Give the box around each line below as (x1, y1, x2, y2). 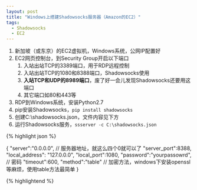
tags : (6, 19, 19, 25)
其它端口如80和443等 (23, 92, 77, 99)
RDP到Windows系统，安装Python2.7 (14, 99, 104, 106)
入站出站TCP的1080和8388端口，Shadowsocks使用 (23, 69, 150, 76)
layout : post (6, 8, 38, 15)
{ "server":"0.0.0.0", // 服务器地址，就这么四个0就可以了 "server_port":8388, (6, 145, 192, 152)
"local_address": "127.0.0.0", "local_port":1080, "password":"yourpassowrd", (6, 151, 192, 159)
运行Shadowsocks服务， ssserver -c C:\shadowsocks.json (14, 121, 157, 128)
